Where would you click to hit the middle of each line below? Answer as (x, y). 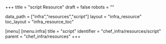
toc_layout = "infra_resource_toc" (40, 22)
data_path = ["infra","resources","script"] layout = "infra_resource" (74, 16)
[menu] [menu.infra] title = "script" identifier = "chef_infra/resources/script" (83, 31)
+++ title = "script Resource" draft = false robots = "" (60, 7)
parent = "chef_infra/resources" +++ (43, 36)
